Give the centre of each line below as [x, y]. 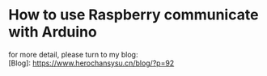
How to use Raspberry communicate [133, 15]
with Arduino [53, 32]
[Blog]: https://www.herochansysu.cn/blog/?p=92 [91, 63]
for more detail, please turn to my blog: [73, 54]
